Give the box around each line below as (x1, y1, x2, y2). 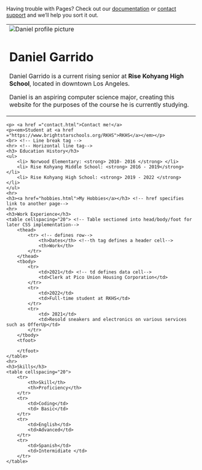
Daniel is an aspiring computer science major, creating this (9, 93, 175, 102)
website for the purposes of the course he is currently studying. (9, 100, 189, 109)
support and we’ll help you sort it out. (6, 11, 99, 19)
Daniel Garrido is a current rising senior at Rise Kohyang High (9, 72, 185, 81)
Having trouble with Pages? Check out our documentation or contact (6, 5, 176, 12)
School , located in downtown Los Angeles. (9, 79, 130, 88)
